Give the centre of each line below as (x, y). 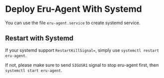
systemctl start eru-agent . (34, 70)
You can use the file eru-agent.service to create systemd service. (73, 23)
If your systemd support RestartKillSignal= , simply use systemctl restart (82, 50)
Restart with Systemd (39, 38)
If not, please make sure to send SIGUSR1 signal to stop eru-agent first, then (82, 65)
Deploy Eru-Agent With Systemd (74, 9)
